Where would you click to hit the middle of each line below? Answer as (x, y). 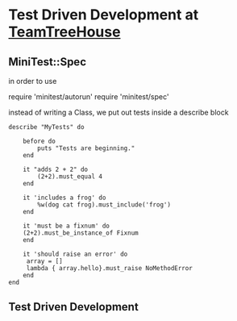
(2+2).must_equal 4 (70, 177)
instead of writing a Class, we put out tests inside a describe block (118, 112)
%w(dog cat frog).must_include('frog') (104, 205)
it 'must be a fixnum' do (67, 226)
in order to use (33, 81)
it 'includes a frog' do (64, 198)
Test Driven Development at (104, 15)
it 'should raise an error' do (75, 254)
